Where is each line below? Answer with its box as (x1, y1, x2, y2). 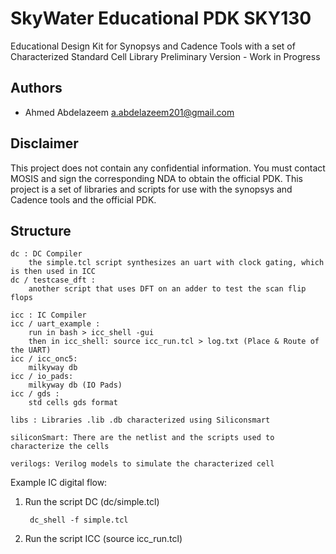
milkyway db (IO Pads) (28, 380, 123, 391)
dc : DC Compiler (10, 249, 83, 259)
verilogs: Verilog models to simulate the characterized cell (10, 459, 275, 469)
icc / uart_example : (10, 319, 101, 329)
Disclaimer (10, 135, 79, 152)
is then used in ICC (10, 267, 97, 277)
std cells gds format (28, 398, 118, 408)
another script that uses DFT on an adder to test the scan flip (28, 284, 307, 294)
